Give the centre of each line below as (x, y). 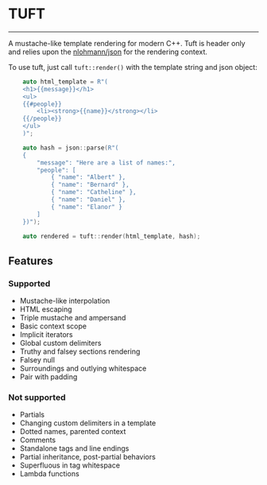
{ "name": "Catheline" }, (93, 192)
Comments (38, 440)
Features (31, 260)
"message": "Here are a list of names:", (106, 163)
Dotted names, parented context (73, 432)
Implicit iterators (46, 335)
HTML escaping (46, 309)
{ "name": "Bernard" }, (90, 185)
